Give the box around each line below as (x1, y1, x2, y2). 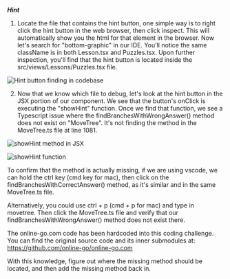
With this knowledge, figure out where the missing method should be (7, 257, 203, 265)
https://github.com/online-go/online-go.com (7, 244, 133, 252)
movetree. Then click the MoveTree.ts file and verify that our (7, 209, 179, 216)
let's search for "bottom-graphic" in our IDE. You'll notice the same (17, 41, 207, 49)
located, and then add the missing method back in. (7, 265, 151, 272)
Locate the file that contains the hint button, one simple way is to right (17, 19, 216, 27)
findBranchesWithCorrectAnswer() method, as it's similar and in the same (7, 181, 216, 188)
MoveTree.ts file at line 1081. (17, 126, 98, 134)
